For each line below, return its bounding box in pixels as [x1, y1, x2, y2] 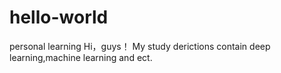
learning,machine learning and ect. [9, 51, 153, 63]
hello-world [9, 6, 109, 29]
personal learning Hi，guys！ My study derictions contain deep [9, 40, 271, 52]
